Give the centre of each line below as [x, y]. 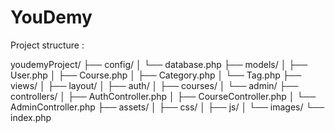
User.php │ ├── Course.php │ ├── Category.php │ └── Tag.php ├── [156, 75]
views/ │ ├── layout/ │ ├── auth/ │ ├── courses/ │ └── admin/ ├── [154, 85]
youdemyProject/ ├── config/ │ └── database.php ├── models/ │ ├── [159, 64]
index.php [31, 117]
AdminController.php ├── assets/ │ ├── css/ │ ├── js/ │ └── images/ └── [167, 107]
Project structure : [47, 45]
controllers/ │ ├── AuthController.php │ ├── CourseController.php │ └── [163, 96]
